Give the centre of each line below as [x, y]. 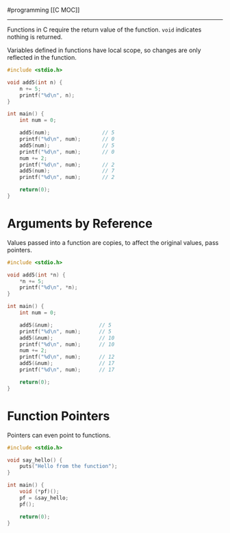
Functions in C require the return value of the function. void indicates [104, 29]
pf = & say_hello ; [44, 498]
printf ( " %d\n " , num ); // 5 [65, 331]
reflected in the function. [42, 57]
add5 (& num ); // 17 [67, 364]
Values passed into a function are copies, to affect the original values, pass [113, 242]
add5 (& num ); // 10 [67, 338]
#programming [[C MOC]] [43, 10]
